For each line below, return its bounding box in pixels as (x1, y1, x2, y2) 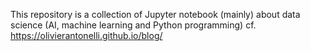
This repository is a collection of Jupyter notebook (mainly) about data (10, 9, 301, 20)
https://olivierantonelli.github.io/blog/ (10, 30, 163, 41)
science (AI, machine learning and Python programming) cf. (10, 19, 257, 31)
